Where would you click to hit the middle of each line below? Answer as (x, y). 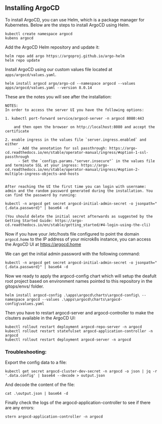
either (12, 144)
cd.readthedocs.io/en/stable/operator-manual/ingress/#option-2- (72, 169)
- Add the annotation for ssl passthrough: (63, 148)
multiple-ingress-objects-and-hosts (42, 174)
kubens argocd (19, 38)
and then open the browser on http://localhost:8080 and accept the (84, 127)
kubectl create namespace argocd (39, 34)
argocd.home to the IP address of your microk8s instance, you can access (78, 239)
